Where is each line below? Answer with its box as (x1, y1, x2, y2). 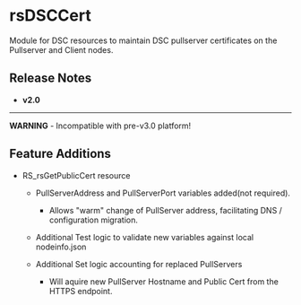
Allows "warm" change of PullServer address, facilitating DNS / (48, 205, 282, 215)
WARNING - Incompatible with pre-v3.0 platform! (9, 120, 192, 131)
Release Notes (9, 71, 92, 86)
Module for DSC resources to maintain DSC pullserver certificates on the (9, 35, 278, 46)
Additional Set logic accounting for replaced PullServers (35, 258, 243, 269)
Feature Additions (9, 146, 112, 161)
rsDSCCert (9, 5, 91, 26)
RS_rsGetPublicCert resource (21, 170, 131, 180)
